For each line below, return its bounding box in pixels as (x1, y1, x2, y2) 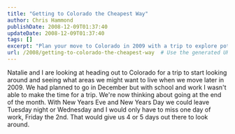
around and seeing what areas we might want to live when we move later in (7, 75, 225, 84)
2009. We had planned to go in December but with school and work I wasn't (7, 83, 227, 91)
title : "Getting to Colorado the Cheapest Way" (7, 10, 149, 17)
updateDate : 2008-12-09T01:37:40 (7, 29, 105, 37)
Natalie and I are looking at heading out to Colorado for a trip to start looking (7, 68, 227, 77)
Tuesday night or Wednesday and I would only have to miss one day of (7, 105, 211, 114)
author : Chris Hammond (7, 17, 73, 24)
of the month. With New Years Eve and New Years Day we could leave (7, 98, 210, 106)
